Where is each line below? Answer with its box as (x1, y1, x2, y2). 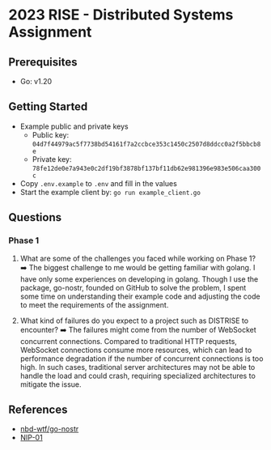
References (8, 402, 68, 416)
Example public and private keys (19, 121, 129, 131)
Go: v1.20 (19, 77, 53, 86)
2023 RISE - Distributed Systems (8, 6, 234, 24)
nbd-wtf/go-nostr (19, 424, 79, 434)
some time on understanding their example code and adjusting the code (19, 291, 260, 301)
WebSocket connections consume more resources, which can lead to (19, 345, 252, 354)
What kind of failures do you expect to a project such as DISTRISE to (19, 316, 249, 325)
